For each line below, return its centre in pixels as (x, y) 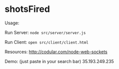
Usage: (12, 23)
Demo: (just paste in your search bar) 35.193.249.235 (59, 61)
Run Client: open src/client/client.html (47, 42)
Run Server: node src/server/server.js (45, 32)
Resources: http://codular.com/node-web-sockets (56, 52)
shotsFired (27, 9)
